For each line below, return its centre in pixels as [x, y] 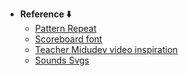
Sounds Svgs [62, 60]
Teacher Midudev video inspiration [106, 49]
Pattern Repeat [65, 28]
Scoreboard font [68, 39]
